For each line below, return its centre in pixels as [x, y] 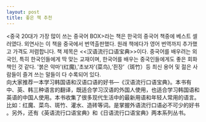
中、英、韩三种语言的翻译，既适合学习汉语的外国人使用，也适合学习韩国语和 [103, 90]
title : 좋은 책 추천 [29, 18]
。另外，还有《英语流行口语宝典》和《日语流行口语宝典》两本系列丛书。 [97, 112]
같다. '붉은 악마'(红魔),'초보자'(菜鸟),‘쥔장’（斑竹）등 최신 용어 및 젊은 [108, 67]
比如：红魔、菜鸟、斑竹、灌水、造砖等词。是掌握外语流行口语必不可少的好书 [103, 105]
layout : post [23, 12]
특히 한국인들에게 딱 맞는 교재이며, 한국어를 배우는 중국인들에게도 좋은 [103, 59]
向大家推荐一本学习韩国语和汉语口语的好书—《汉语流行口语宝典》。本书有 [99, 82]
